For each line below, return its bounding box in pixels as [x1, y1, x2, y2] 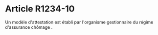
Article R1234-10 [5, 3, 75, 14]
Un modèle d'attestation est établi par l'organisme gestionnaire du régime [5, 19, 154, 25]
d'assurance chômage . [5, 24, 53, 30]
